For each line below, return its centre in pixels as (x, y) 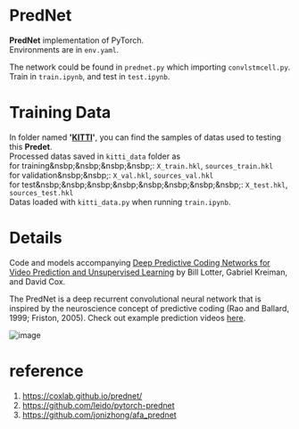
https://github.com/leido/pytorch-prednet (99, 405)
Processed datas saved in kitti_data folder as (95, 156)
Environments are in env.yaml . (64, 49)
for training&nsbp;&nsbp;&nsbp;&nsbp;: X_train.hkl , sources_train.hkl (141, 165)
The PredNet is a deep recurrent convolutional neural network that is (135, 299)
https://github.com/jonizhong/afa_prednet (99, 415)
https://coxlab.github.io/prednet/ (82, 396)
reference (46, 371)
